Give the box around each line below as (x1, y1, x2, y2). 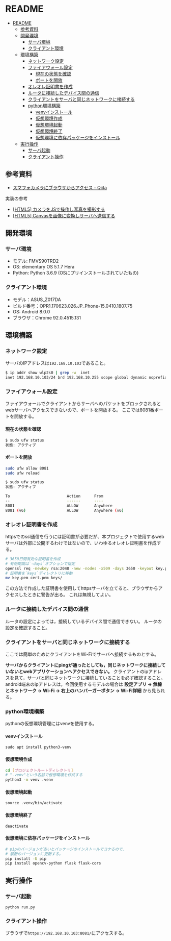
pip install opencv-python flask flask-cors (5, 861, 101, 866)
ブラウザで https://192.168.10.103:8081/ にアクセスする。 (5, 930, 127, 936)
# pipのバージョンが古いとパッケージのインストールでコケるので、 (5, 847, 126, 852)
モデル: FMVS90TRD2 (12, 258, 59, 264)
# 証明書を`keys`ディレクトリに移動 (5, 571, 73, 576)
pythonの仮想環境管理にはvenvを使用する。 (5, 721, 97, 727)
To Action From (5, 493, 103, 499)
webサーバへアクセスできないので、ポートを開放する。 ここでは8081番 (5, 407, 155, 413)
